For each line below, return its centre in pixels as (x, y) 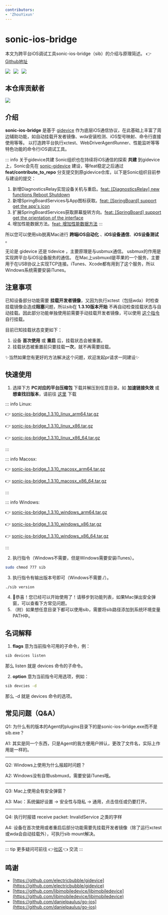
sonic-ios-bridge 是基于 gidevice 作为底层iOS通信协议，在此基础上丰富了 (81, 130)
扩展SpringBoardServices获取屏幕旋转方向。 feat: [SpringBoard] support (87, 212)
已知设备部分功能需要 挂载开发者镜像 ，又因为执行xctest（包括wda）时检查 (82, 300)
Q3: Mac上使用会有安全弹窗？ (36, 791)
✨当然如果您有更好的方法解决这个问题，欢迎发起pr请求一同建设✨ (72, 357)
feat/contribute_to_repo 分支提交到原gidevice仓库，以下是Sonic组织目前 (81, 172)
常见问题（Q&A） (32, 714)
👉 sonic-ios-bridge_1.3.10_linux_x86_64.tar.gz (53, 437)
